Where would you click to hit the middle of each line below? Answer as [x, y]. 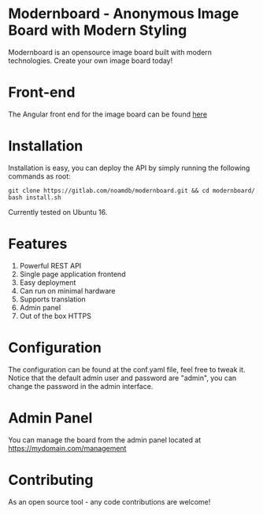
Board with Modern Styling [98, 30]
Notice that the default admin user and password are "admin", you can [122, 378]
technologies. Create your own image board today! [91, 61]
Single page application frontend [72, 274]
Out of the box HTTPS [56, 316]
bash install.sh [35, 198]
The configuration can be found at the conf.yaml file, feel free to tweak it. [127, 369]
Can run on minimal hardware [67, 290]
